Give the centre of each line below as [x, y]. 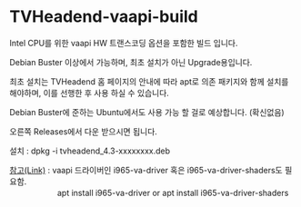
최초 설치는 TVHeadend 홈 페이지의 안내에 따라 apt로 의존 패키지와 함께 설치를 [149, 81]
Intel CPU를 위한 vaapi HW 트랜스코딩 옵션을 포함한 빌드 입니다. [124, 43]
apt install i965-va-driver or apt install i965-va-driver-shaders [173, 192]
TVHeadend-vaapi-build [104, 17]
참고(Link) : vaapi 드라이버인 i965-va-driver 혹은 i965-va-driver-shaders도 [146, 170]
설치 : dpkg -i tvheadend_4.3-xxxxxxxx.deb [90, 151]
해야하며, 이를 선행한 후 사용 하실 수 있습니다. [90, 93]
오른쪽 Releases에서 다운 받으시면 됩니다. [83, 131]
